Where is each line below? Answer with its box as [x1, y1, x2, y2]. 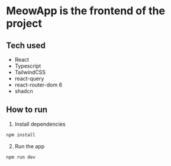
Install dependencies [14, 120, 66, 127]
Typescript [14, 62, 41, 69]
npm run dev [6, 154, 36, 160]
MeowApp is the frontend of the [6, 4, 166, 18]
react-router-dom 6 [14, 81, 63, 88]
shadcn [14, 88, 34, 94]
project [6, 17, 43, 30]
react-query [14, 75, 44, 82]
